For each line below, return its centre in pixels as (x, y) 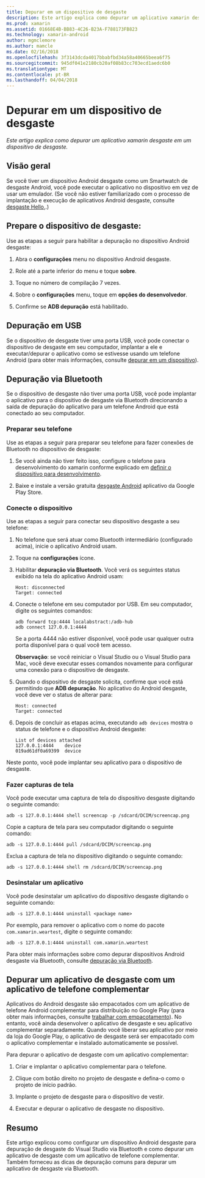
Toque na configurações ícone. (55, 558)
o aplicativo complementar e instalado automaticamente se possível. (92, 1043)
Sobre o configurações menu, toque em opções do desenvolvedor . (101, 295)
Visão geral (28, 166)
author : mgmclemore (31, 40)
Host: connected (36, 706)
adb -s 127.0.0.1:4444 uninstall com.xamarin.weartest (77, 943)
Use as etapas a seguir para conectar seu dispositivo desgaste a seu (93, 521)
